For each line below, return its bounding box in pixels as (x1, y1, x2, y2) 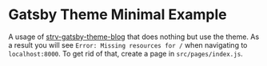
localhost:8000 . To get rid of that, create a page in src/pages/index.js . (8, 49, 244, 58)
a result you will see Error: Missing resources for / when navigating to (8, 40, 248, 49)
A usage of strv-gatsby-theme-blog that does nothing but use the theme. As (8, 32, 260, 41)
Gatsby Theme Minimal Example (8, 6, 227, 24)
